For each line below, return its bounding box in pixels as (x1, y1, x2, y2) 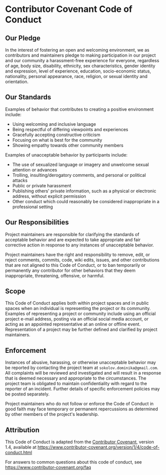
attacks (12, 177, 28, 183)
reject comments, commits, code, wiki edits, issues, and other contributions (5, 257, 160, 263)
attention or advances (12, 166, 57, 172)
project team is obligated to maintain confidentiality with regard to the (5, 381, 147, 387)
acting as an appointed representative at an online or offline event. (5, 321, 141, 327)
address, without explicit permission (12, 193, 87, 199)
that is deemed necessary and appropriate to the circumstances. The (5, 375, 147, 381)
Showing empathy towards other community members (12, 142, 124, 148)
